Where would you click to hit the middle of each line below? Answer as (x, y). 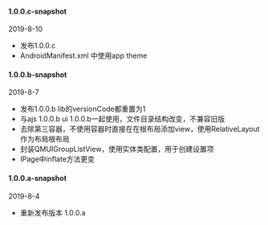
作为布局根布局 (45, 139)
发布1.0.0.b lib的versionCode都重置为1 (83, 109)
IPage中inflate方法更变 (57, 159)
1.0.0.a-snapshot (37, 178)
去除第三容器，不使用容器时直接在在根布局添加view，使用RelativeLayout (140, 129)
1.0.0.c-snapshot (37, 11)
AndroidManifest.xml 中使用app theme (83, 55)
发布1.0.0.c (38, 46)
